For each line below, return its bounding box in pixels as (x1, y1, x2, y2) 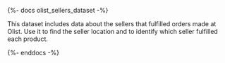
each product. (7, 35, 48, 43)
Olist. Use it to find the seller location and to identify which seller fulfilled (7, 28, 219, 35)
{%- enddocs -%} (7, 49, 60, 57)
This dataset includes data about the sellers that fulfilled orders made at (7, 20, 217, 28)
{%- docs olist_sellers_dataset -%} (7, 6, 109, 14)
